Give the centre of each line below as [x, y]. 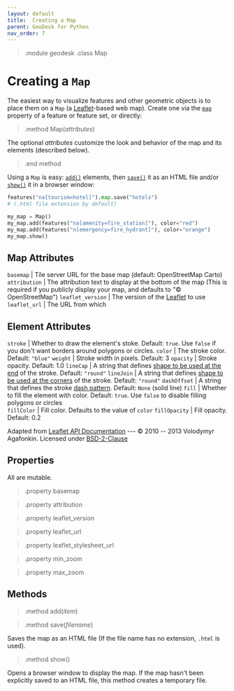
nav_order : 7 [26, 33]
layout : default [31, 14]
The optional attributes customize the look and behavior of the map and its [115, 143]
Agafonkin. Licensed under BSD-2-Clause [67, 439]
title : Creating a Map [42, 20]
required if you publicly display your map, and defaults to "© [94, 290]
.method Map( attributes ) [60, 129]
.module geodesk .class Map [66, 53]
